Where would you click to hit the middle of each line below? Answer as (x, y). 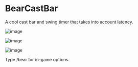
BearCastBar (32, 8)
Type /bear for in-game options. (37, 59)
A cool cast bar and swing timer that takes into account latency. (69, 22)
